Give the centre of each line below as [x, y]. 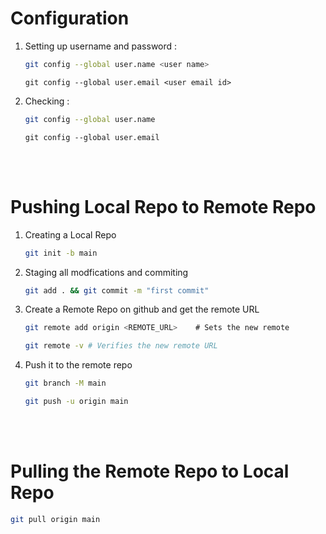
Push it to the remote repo [78, 365]
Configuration [70, 18]
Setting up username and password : [101, 46]
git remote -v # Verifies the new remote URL [121, 346]
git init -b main [61, 253]
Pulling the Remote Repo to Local [150, 471]
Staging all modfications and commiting [106, 272]
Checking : [47, 101]
